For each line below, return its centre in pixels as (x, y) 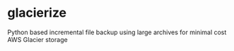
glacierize (37, 13)
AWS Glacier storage (38, 39)
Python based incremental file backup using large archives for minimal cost (117, 32)
